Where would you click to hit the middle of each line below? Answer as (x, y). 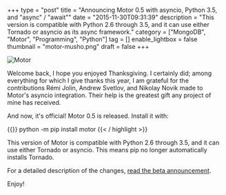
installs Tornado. (31, 157)
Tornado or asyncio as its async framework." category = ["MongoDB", (106, 32)
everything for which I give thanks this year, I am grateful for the (98, 81)
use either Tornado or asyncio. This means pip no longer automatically (107, 150)
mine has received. (34, 102)
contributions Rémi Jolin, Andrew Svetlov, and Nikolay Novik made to (105, 88)
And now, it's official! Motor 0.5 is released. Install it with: (88, 116)
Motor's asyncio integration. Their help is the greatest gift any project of (109, 95)
